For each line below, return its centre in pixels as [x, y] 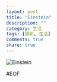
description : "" [26, 23]
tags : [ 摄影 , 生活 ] [28, 34]
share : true [21, 45]
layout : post [22, 12]
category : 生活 [24, 28]
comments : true [25, 40]
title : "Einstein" [29, 17]
